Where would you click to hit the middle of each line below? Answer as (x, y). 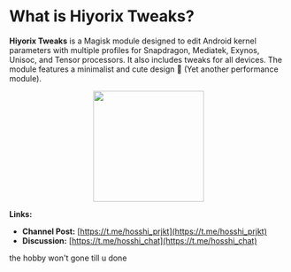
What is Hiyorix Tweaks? (102, 16)
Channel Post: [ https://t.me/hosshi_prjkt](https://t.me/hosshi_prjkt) (145, 231)
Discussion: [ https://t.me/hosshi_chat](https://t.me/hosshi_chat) (139, 240)
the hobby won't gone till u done (68, 258)
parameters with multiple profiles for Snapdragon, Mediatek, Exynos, (134, 50)
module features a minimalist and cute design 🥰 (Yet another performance (144, 69)
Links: (21, 214)
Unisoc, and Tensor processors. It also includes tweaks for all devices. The (146, 59)
